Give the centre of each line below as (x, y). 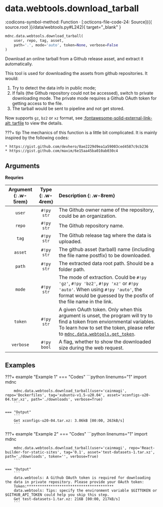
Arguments (23, 166)
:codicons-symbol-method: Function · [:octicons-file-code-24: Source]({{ (79, 22)
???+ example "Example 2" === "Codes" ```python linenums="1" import (76, 434)
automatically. (19, 64)
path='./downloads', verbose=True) (67, 400)
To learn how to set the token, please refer (107, 328)
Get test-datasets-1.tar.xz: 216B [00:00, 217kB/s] (67, 499)
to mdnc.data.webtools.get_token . (97, 334)
